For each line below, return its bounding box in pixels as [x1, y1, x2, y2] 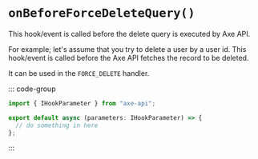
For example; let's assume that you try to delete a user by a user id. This [8, 44, 247, 54]
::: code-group [8, 84, 56, 93]
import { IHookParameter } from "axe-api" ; [8, 99, 156, 107]
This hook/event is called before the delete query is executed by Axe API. [8, 29, 251, 38]
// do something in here [15, 121, 99, 129]
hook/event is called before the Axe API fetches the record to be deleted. [8, 53, 249, 62]
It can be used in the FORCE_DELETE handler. [8, 68, 150, 78]
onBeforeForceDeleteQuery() [8, 6, 196, 21]
